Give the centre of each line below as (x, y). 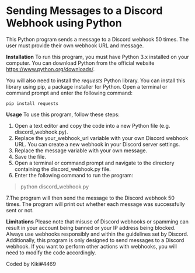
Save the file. (30, 156)
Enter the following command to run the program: (74, 175)
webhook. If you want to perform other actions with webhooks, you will (91, 246)
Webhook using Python (64, 23)
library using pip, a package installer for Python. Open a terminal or (87, 86)
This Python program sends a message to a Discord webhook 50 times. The (97, 39)
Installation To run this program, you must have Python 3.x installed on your (98, 57)
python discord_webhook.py (55, 186)
